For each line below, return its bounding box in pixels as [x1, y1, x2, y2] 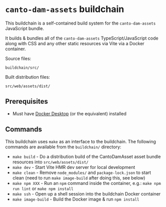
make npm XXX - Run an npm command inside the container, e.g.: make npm [12, 180, 161, 186]
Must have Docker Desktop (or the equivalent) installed [12, 110, 127, 116]
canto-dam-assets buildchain [5, 4, 124, 15]
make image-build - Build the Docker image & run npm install [12, 196, 139, 202]
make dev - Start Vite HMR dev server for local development [12, 164, 135, 170]
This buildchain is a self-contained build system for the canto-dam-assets [5, 20, 156, 26]
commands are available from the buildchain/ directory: [5, 144, 121, 150]
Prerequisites [5, 97, 48, 106]
